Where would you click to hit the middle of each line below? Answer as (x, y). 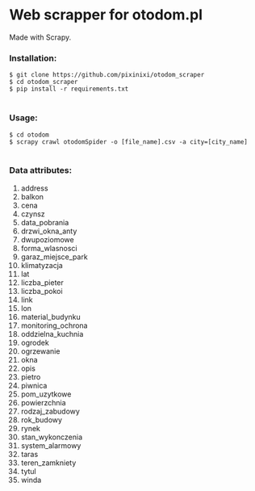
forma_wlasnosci (49, 248)
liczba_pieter (42, 282)
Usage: (24, 118)
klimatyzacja (42, 265)
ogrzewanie (40, 351)
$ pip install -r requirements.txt (69, 89)
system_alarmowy (51, 445)
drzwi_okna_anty (49, 231)
